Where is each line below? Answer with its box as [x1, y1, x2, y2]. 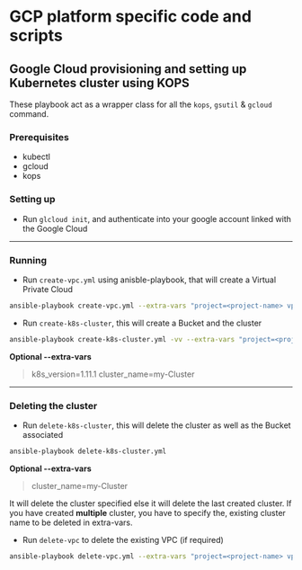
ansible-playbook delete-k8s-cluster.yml [9, 447, 167, 456]
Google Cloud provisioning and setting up [9, 61, 247, 76]
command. [9, 109, 49, 119]
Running [9, 254, 48, 266]
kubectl [22, 151, 51, 163]
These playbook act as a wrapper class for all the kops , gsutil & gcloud [9, 99, 272, 110]
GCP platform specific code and [9, 6, 252, 27]
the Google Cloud [22, 223, 88, 234]
